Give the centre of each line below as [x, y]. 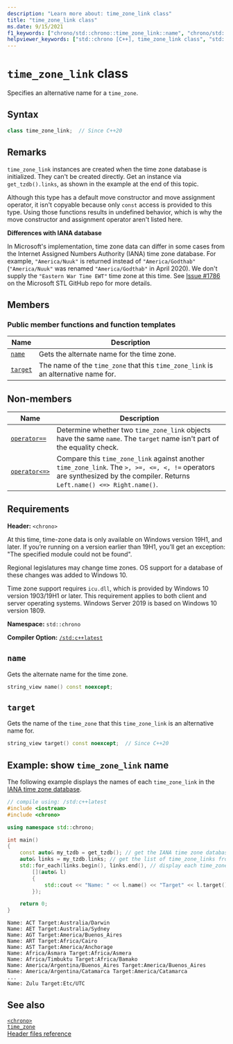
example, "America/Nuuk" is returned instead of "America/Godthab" [102, 261]
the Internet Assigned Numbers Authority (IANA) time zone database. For [112, 253]
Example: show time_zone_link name [88, 765]
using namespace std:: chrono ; [51, 827]
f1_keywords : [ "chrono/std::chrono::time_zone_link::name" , [96, 33]
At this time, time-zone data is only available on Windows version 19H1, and [115, 539]
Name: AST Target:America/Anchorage [60, 948]
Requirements [38, 510]
